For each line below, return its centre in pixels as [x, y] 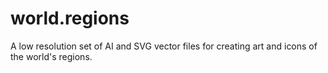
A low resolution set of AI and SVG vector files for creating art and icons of [164, 46]
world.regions [70, 18]
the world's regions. [51, 56]
